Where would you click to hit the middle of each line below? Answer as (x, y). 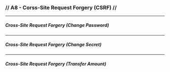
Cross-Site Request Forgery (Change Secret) (53, 44)
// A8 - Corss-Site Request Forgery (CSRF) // (61, 8)
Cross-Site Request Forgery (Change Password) (57, 25)
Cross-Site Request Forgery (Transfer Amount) (56, 64)
